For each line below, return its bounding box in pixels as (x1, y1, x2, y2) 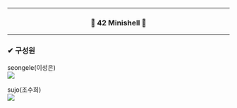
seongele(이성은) (7, 63, 56, 71)
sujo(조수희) (7, 85, 42, 94)
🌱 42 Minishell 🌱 (90, 18, 147, 28)
